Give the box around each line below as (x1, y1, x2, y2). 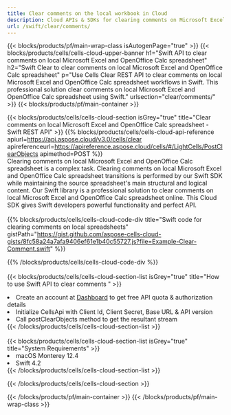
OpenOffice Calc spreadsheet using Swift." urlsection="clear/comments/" (7, 93, 216, 101)
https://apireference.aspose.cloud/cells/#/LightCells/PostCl (54, 142, 223, 151)
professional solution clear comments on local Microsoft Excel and (7, 85, 195, 93)
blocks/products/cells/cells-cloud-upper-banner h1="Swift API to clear (7, 49, 208, 57)
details (7, 300, 26, 309)
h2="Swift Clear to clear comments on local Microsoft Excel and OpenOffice (7, 63, 223, 72)
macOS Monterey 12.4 (16, 352, 79, 360)
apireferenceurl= (7, 142, 55, 151)
